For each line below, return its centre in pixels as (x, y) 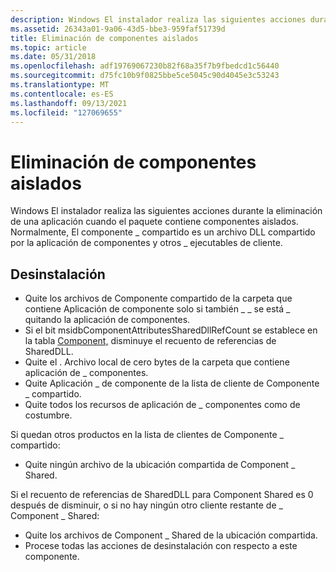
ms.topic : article (48, 47)
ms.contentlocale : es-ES (62, 94)
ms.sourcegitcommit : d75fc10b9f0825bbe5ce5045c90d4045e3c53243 (145, 76)
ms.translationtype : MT (60, 85)
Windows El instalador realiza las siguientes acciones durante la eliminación (166, 211)
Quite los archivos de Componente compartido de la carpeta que (158, 298)
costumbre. (48, 415)
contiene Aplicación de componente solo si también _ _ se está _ (157, 309)
